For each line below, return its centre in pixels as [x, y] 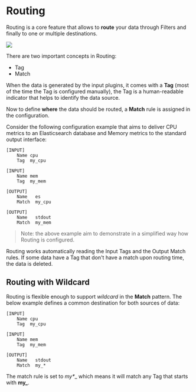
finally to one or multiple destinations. [52, 33]
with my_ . [18, 383]
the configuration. [28, 115]
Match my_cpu [34, 202]
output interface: [27, 139]
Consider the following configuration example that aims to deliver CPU [92, 127]
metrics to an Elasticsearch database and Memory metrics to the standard [96, 133]
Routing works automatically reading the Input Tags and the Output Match [96, 251]
